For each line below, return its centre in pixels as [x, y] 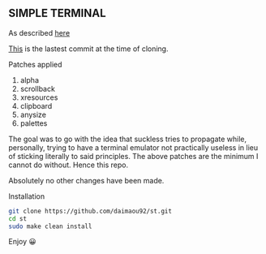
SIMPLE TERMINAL [58, 13]
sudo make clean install [50, 226]
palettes [34, 123]
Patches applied [35, 64]
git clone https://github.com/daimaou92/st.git [90, 211]
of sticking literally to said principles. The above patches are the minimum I [133, 156]
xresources [39, 97]
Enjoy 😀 [22, 242]
